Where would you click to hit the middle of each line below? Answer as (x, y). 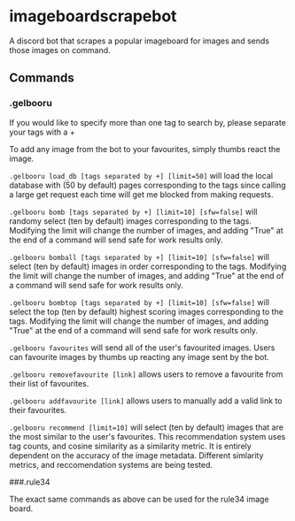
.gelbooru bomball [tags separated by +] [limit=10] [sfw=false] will (140, 257)
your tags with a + (42, 132)
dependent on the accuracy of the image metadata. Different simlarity (136, 455)
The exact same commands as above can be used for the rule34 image (139, 499)
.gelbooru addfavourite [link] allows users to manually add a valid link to (146, 401)
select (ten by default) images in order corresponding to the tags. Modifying (148, 266)
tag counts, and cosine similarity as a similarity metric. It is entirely (131, 446)
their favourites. (38, 410)
